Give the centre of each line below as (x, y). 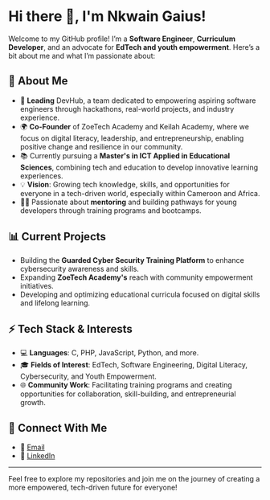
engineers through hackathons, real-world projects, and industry (127, 109)
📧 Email (33, 447)
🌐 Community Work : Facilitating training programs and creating (126, 385)
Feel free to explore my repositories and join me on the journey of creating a (134, 479)
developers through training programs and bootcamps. (111, 210)
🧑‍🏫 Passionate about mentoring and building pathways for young (128, 202)
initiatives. (37, 285)
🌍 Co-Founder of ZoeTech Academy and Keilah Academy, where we (134, 126)
